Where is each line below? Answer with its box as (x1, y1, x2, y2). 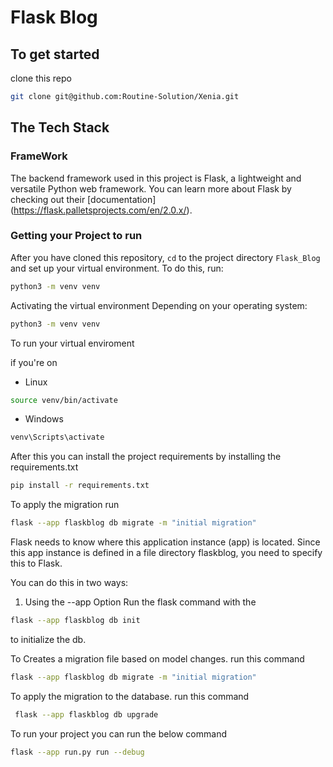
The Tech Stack (10, 119, 110, 136)
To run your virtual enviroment (10, 337, 135, 349)
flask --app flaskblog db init (10, 616, 141, 626)
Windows (24, 413, 64, 425)
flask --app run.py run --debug (10, 747, 145, 757)
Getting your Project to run (10, 229, 143, 243)
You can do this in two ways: (10, 577, 129, 589)
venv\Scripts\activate (10, 432, 105, 443)
